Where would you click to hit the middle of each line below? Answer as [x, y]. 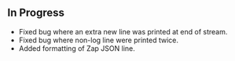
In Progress [36, 13]
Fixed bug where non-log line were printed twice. [98, 40]
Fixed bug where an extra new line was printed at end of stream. [123, 31]
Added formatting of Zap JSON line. [77, 48]
